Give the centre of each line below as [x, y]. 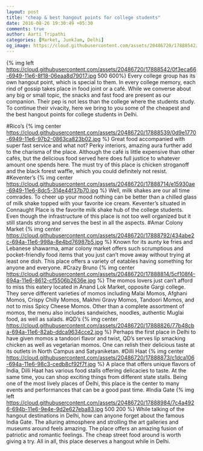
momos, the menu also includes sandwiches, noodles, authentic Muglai [95, 312]
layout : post [23, 12]
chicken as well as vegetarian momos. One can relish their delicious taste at [101, 344]
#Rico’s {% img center [34, 126]
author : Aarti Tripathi [36, 35]
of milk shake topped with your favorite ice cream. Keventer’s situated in [96, 203]
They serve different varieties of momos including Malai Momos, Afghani [97, 293]
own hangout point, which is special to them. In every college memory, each [101, 82]
